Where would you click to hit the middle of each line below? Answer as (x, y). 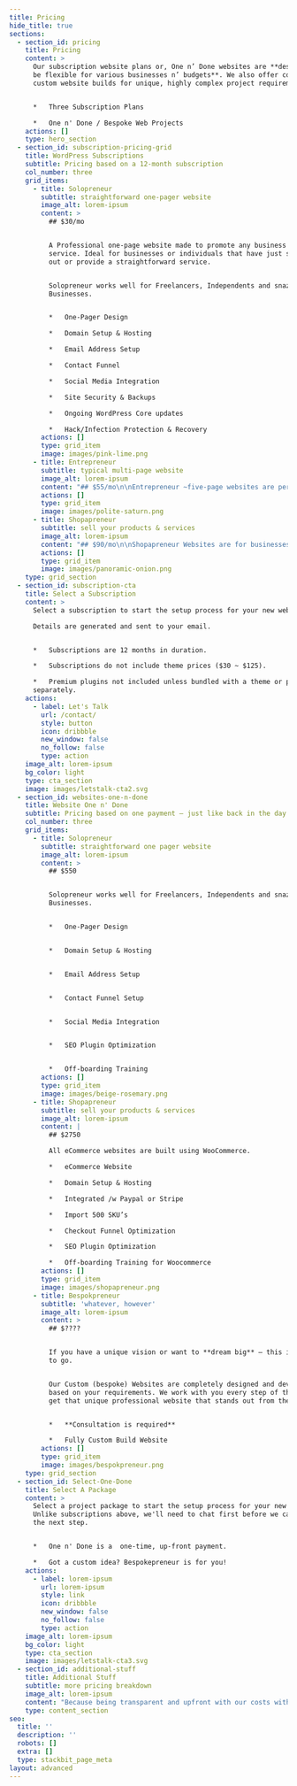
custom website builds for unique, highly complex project (143, 83)
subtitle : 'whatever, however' (99, 1304)
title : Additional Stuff (71, 1678)
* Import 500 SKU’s (88, 1215)
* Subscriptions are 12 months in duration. (120, 650)
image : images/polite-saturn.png (103, 512)
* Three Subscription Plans (88, 107)
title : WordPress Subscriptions (84, 156)
